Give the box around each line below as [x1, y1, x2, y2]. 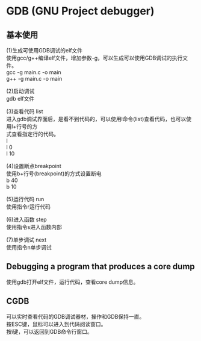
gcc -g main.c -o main [6, 69, 61, 76]
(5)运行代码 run [6, 196, 45, 202]
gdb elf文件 [6, 95, 35, 102]
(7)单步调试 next [6, 236, 47, 243]
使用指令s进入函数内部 [6, 224, 62, 230]
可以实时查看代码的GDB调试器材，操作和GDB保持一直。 [6, 313, 145, 320]
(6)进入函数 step [6, 216, 47, 223]
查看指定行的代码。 [11, 131, 59, 137]
